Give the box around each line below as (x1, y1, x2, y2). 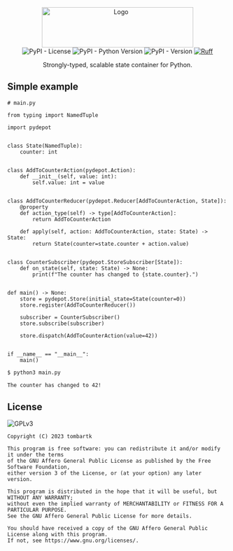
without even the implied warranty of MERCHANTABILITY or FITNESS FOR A (7, 501, 224, 508)
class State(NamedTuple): (7, 142, 83, 149)
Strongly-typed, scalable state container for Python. (43, 61, 192, 69)
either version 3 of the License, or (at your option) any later (7, 470, 202, 477)
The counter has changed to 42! (7, 382, 101, 389)
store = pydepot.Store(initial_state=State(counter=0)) (20, 295, 187, 302)
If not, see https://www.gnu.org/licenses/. (7, 537, 139, 545)
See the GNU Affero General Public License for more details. (7, 512, 192, 520)
